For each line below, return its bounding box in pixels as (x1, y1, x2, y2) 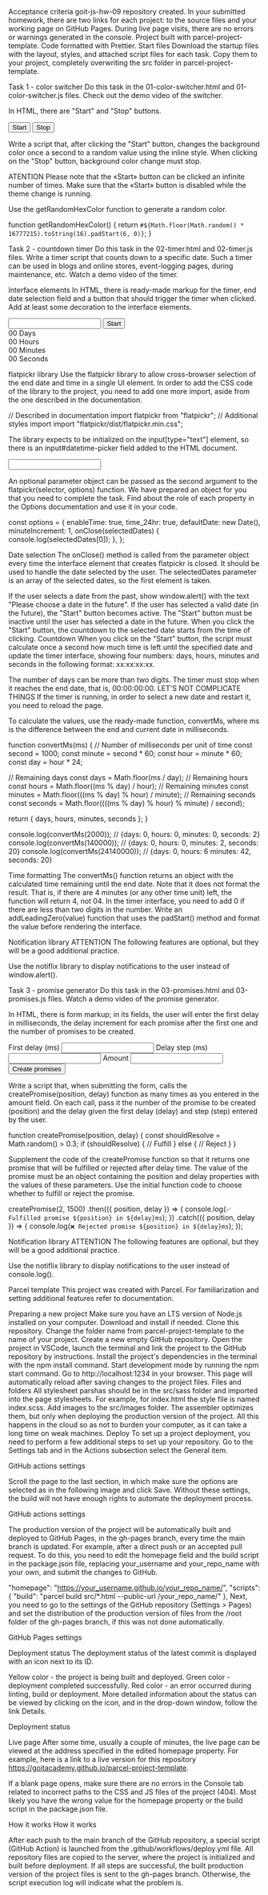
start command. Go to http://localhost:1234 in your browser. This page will (8, 1368, 254, 1378)
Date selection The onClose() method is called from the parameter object (8, 550, 250, 559)
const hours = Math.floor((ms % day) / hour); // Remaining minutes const (8, 782, 250, 791)
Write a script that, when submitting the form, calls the (8, 1081, 188, 1090)
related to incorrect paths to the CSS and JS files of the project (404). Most (8, 1787, 257, 1796)
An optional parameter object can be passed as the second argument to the (8, 477, 258, 486)
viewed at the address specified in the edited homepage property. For (8, 1746, 238, 1755)
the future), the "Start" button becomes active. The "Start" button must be (8, 608, 253, 617)
